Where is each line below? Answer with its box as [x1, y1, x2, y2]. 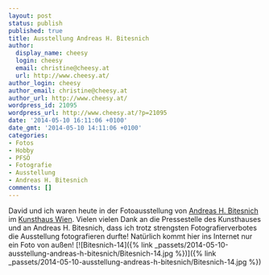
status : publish [8, 19, 63, 27]
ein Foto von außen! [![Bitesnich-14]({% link [8, 240, 153, 249]
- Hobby [8, 146, 35, 154]
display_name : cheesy [15, 49, 89, 57]
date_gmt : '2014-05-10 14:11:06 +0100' [8, 124, 143, 132]
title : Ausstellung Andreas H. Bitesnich [8, 34, 150, 43]
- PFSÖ [8, 154, 31, 162]
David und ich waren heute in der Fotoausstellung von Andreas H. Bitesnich [8, 206, 259, 215]
